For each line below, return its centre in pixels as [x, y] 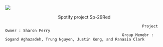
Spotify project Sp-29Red [84, 17]
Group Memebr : [138, 35]
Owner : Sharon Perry [28, 30]
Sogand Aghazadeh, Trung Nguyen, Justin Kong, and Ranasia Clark [75, 39]
